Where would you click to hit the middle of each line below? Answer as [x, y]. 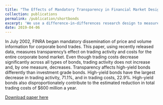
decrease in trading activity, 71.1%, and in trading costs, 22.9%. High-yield [79, 78]
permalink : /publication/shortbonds [42, 18]
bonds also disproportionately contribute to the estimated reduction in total [80, 83]
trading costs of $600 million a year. [41, 88]
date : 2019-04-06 [23, 28]
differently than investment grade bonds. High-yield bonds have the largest [80, 72]
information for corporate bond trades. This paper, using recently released [79, 47]
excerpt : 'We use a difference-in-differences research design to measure [82, 23]
